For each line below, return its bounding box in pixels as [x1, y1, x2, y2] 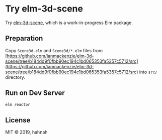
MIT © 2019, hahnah [5, 129, 48, 135]
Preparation [5, 34, 43, 43]
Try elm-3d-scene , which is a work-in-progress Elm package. [5, 20, 133, 26]
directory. [5, 74, 25, 80]
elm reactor [5, 102, 30, 107]
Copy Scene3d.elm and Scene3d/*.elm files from [5, 47, 103, 53]
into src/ [139, 69, 157, 75]
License [5, 116, 31, 124]
